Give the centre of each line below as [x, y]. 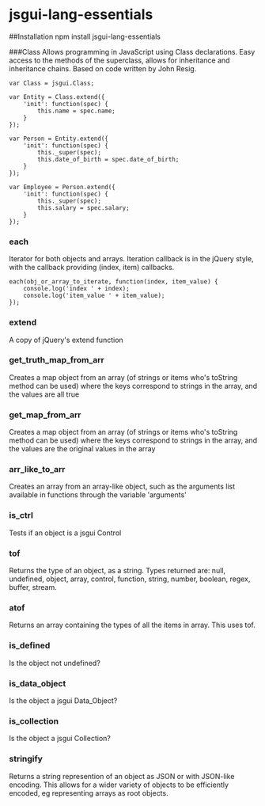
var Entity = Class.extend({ [57, 97]
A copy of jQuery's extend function [66, 340]
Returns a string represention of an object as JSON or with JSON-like [122, 776]
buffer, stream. [33, 587]
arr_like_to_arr [37, 470]
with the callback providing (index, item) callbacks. [92, 268]
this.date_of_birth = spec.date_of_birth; [108, 159]
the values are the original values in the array [82, 449]
